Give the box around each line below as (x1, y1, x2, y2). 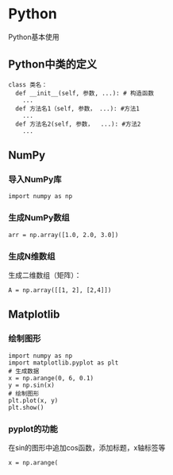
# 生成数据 (8, 367, 40, 375)
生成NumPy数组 (8, 212, 70, 224)
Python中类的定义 (8, 57, 98, 72)
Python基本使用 (8, 32, 60, 41)
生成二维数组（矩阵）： (8, 271, 82, 280)
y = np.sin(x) (8, 381, 56, 389)
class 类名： (8, 80, 48, 88)
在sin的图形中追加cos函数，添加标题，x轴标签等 (8, 443, 166, 453)
